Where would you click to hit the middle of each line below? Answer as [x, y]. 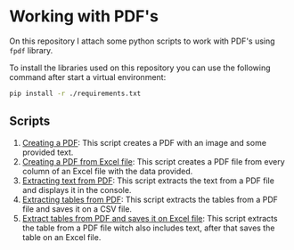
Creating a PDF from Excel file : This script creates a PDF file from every [153, 161]
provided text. [48, 152]
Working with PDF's [84, 16]
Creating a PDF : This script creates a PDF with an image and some [144, 142]
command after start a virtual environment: [88, 77]
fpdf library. [31, 50]
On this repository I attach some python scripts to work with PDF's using [142, 41]
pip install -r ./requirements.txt [75, 93]
